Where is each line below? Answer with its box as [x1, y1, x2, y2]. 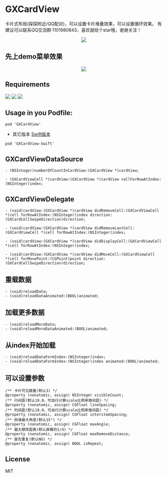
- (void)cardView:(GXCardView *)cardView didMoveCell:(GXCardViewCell [5, 252, 155, 257]
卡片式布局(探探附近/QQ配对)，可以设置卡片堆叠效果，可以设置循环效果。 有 [5, 21, 162, 27]
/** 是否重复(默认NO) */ [5, 437, 52, 442]
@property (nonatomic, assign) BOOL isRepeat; [5, 441, 104, 446]
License [5, 454, 30, 463]
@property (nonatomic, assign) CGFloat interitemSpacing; [5, 412, 128, 417]
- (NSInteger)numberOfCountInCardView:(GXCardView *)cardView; [5, 168, 140, 173]
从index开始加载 [5, 341, 56, 350]
